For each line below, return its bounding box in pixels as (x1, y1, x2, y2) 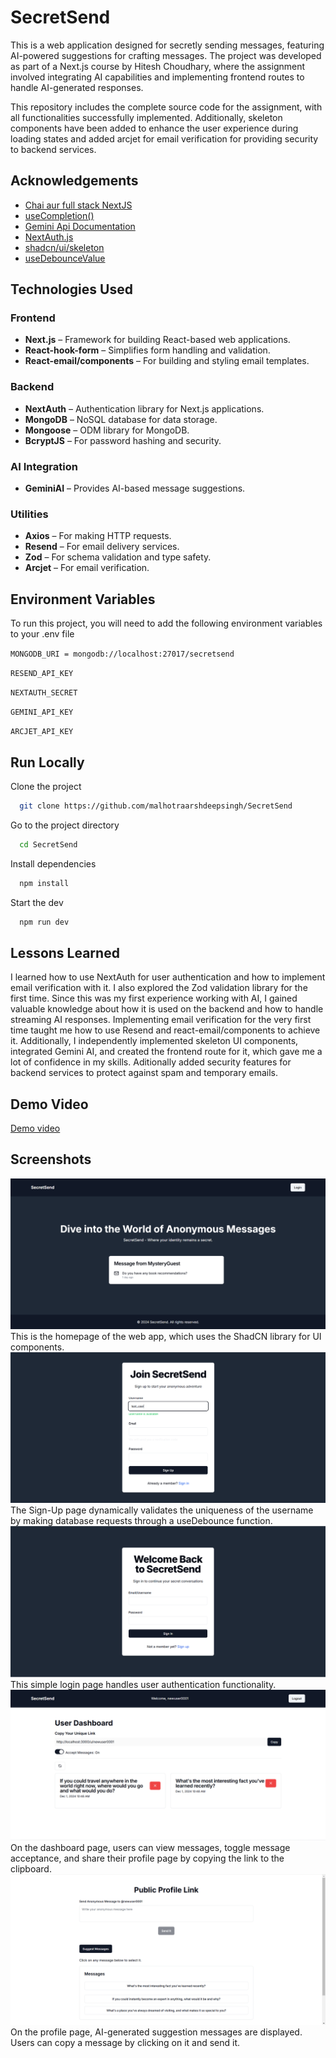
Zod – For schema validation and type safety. (24, 551, 212, 563)
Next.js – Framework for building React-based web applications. (24, 334, 291, 346)
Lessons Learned (10, 944, 120, 961)
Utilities (10, 507, 49, 521)
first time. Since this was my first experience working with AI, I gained (10, 992, 298, 1005)
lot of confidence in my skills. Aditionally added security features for (10, 1056, 292, 1068)
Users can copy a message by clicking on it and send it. (10, 2037, 241, 2049)
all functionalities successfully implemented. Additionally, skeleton (10, 111, 283, 123)
